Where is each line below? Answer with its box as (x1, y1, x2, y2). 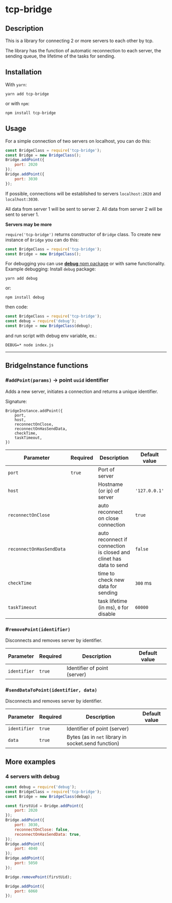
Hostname (98, 481, 123, 488)
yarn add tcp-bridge (5, 91, 50, 96)
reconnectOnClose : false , (14, 827, 70, 832)
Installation (5, 68, 42, 76)
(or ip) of (98, 487, 119, 494)
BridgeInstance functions (5, 361, 89, 370)
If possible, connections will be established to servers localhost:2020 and (5, 190, 161, 197)
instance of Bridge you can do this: (5, 237, 79, 243)
